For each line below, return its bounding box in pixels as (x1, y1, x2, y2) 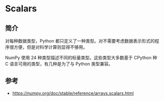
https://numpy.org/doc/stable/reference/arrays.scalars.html (12, 90, 134, 96)
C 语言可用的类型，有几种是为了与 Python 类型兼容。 (5, 61, 113, 67)
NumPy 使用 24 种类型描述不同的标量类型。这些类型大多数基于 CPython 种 (5, 55, 157, 60)
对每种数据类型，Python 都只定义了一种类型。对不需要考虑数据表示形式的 (5, 38, 155, 44)
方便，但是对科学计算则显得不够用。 (13, 44, 87, 50)
